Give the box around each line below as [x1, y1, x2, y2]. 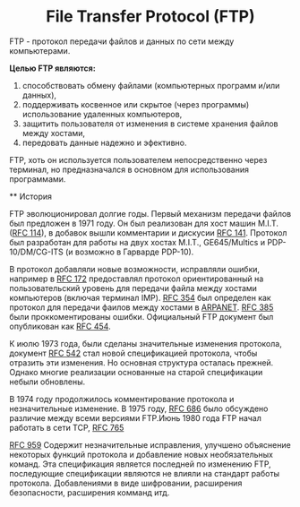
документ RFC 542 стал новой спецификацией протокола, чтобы [9, 348, 258, 358]
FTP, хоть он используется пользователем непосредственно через [9, 154, 268, 165]
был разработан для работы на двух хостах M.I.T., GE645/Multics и [9, 236, 266, 247]
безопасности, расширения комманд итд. [9, 486, 170, 498]
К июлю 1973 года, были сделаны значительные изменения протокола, [9, 338, 282, 348]
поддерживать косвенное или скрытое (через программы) [21, 99, 250, 109]
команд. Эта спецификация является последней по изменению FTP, [9, 459, 271, 469]
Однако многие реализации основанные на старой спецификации [9, 366, 263, 377]
